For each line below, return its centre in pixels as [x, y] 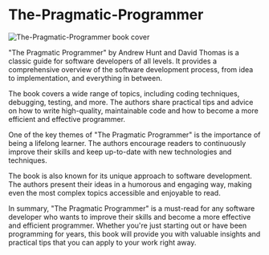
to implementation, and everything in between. [86, 78]
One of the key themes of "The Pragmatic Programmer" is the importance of [134, 135]
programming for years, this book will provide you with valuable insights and [134, 233]
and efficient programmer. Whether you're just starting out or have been [128, 225]
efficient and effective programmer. [67, 119]
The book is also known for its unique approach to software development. [130, 176]
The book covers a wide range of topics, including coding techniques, [124, 93]
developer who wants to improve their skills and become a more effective [130, 217]
